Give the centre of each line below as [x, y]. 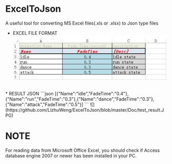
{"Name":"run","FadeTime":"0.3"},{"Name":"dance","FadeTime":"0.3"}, [80, 99]
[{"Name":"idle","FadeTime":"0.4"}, [92, 94]
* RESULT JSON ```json [29, 94]
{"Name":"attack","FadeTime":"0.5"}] [44, 105]
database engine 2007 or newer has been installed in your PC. [71, 156]
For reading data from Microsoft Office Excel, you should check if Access [83, 150]
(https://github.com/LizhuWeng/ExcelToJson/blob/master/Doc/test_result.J [85, 110]
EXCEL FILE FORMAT [35, 33]
